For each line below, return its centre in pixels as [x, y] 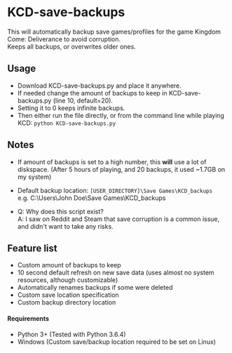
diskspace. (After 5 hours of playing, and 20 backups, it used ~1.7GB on [121, 169]
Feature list [32, 248]
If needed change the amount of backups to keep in [92, 93]
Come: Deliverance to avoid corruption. [64, 39]
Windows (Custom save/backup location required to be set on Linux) [116, 342]
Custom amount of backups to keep [69, 265]
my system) [34, 177]
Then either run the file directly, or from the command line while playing [121, 115]
